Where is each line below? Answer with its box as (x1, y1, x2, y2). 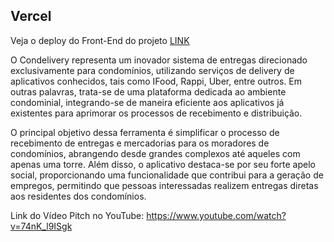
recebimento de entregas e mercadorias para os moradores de (10, 137, 270, 149)
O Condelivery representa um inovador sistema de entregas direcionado (10, 54, 308, 66)
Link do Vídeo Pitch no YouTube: (10, 209, 145, 221)
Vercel (10, 8, 52, 25)
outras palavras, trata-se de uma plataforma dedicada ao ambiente (10, 85, 287, 98)
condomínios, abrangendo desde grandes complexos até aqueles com (10, 147, 301, 159)
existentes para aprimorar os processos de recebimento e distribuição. (10, 107, 303, 119)
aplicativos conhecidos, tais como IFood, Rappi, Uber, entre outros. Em (10, 75, 303, 87)
